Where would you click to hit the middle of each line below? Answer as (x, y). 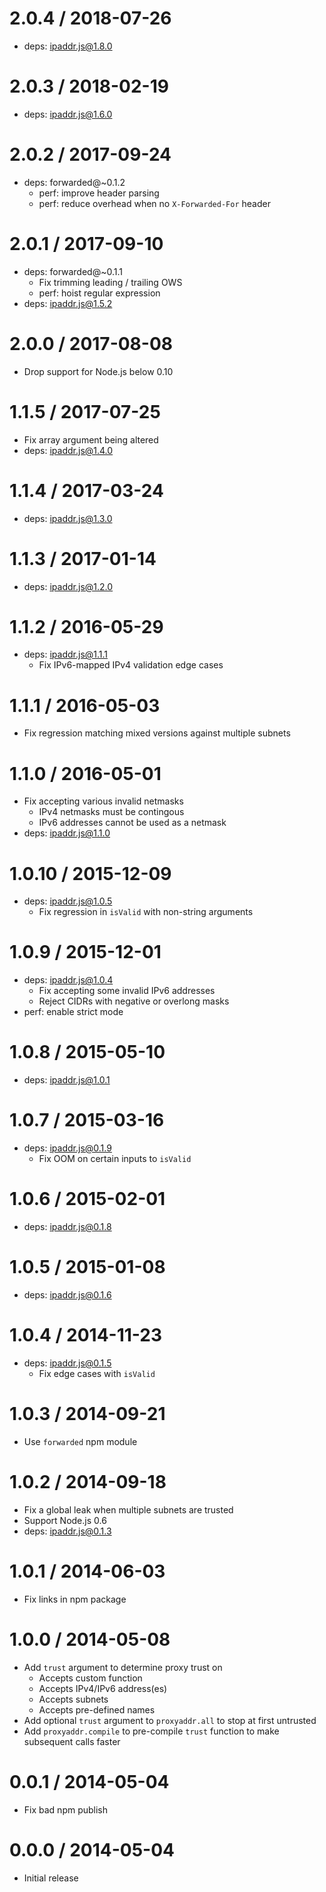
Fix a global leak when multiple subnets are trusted (128, 1509)
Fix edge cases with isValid (97, 1373)
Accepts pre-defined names (97, 1709)
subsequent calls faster (72, 1741)
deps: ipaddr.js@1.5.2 (68, 303)
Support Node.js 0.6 (65, 1520)
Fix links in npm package (75, 1599)
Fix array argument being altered (91, 439)
